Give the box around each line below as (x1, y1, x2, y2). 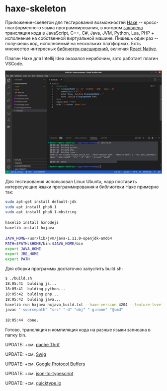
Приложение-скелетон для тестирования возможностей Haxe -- (5, 19, 143, 25)
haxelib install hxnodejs (5, 220, 59, 225)
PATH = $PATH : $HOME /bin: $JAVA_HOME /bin (5, 241, 83, 246)
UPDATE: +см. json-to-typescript (5, 371, 74, 377)
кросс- (144, 19, 159, 25)
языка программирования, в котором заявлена (42, 24, 143, 30)
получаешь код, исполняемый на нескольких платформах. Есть (5, 40, 141, 46)
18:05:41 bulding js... (5, 281, 57, 286)
